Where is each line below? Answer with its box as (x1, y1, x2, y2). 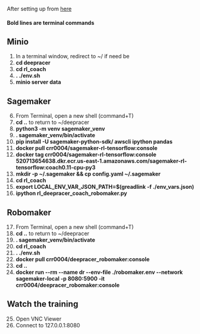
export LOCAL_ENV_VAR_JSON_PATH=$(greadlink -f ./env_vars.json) (15, 183, 195, 191)
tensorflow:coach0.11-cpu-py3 (15, 164, 96, 171)
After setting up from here (7, 5, 72, 12)
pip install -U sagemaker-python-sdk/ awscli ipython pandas (15, 138, 173, 145)
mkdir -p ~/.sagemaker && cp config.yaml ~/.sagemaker (15, 170, 161, 178)
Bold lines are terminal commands (7, 19, 95, 26)
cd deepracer (15, 59, 51, 66)
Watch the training (7, 299, 78, 309)
